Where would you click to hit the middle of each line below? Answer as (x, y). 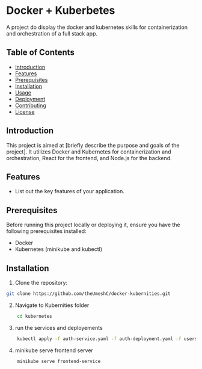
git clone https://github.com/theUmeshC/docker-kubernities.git (88, 294)
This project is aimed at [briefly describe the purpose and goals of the (93, 145)
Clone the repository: (41, 283)
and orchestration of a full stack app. (52, 33)
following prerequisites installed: (46, 231)
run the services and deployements (59, 327)
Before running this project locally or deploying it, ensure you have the (93, 225)
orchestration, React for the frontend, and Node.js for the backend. (89, 158)
